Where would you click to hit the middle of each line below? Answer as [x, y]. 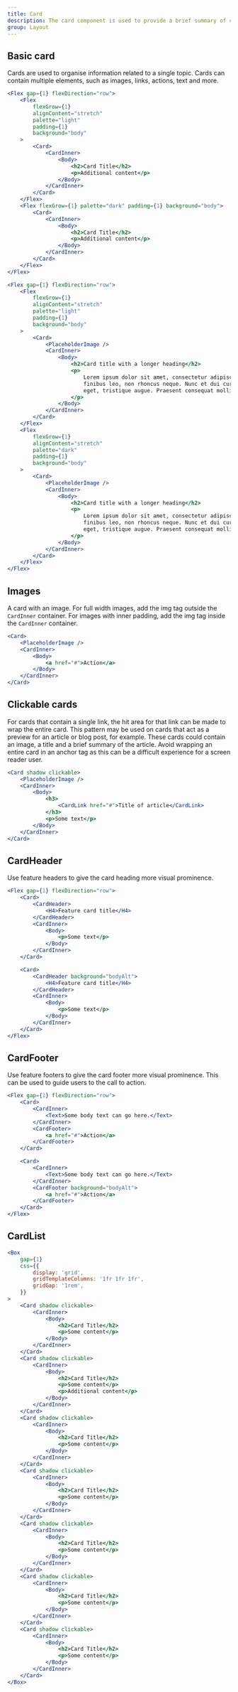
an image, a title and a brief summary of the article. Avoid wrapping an [110, 744]
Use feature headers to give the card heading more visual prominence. [110, 878]
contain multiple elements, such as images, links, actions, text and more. [113, 81]
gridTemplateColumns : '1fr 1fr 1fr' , [88, 1279]
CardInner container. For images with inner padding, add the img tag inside [116, 616]
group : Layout [28, 27]
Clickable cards [42, 705]
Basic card [31, 56]
